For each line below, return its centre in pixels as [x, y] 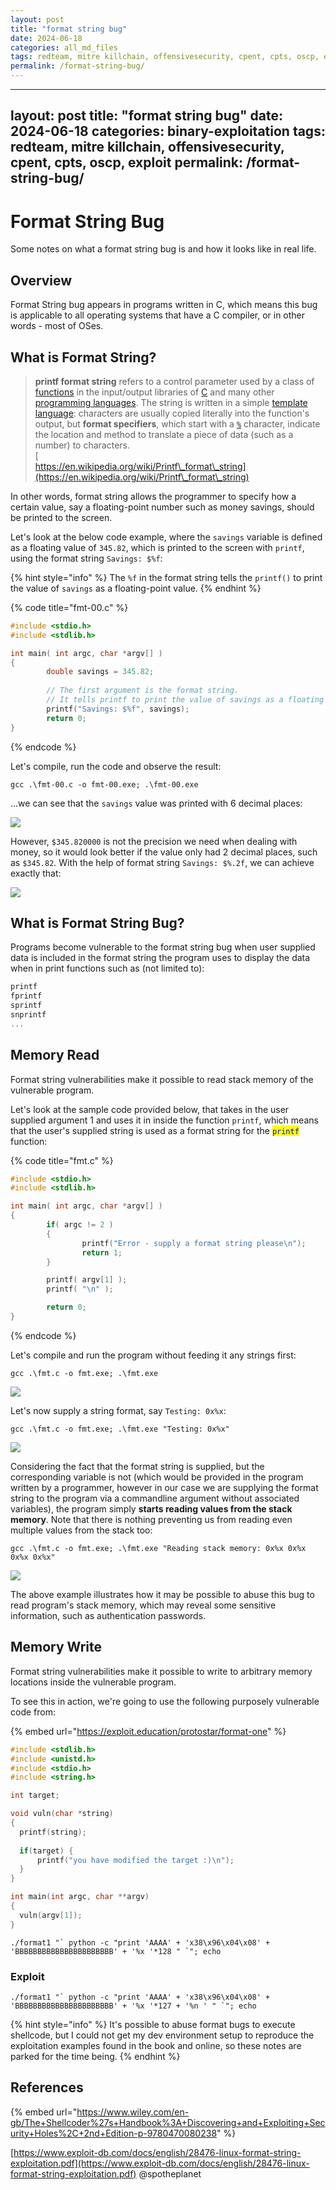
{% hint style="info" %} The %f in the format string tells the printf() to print [166, 577]
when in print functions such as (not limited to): [107, 968]
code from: [33, 1712]
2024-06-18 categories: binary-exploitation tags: [168, 131]
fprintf [26, 996]
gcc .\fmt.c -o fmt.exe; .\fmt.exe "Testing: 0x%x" [120, 1429]
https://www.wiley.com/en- [133, 2112]
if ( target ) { [46, 1851]
